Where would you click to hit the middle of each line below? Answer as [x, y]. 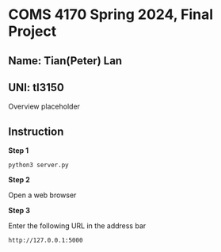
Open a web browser [42, 195]
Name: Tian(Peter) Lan [65, 61]
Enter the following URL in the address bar [77, 226]
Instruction [36, 131]
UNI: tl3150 [36, 88]
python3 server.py [38, 165]
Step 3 [19, 211]
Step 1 [19, 151]
